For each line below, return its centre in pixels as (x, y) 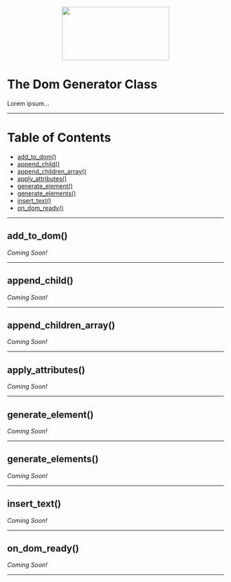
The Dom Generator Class (82, 84)
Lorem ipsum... (28, 103)
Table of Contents (59, 138)
